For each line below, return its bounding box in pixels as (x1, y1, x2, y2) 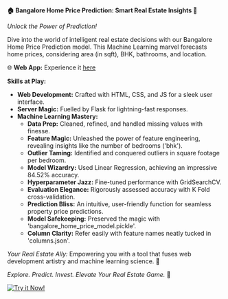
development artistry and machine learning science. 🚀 (7, 257, 160, 265)
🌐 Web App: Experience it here (7, 63, 96, 71)
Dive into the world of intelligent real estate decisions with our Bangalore (7, 36, 213, 43)
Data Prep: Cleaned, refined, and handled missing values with (27, 120, 203, 128)
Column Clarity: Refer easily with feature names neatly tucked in (27, 230, 212, 237)
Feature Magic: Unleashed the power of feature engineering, (27, 134, 201, 142)
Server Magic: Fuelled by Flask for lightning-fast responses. (16, 105, 188, 113)
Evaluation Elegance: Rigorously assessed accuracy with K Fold (27, 186, 211, 193)
